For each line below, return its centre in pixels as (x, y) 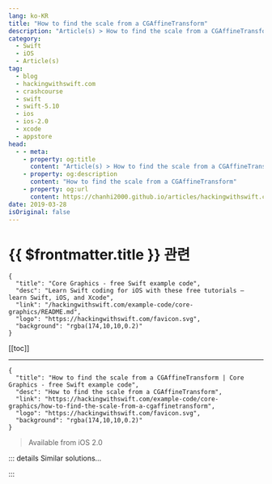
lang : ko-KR (28, 16)
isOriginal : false (39, 212)
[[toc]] (19, 349)
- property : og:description (70, 174)
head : (17, 144)
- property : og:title (59, 159)
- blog (27, 76)
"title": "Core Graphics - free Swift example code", (108, 284)
